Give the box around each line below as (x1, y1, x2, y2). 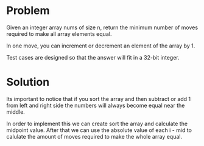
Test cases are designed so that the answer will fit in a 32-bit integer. (6, 54, 180, 61)
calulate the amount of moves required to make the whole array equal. (6, 133, 183, 140)
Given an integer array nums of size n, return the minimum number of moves (6, 24, 199, 31)
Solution (6, 75, 50, 89)
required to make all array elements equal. (6, 30, 112, 37)
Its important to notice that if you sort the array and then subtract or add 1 (6, 95, 191, 102)
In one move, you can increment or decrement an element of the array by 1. (6, 42, 195, 49)
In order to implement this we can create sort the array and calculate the (6, 120, 188, 127)
